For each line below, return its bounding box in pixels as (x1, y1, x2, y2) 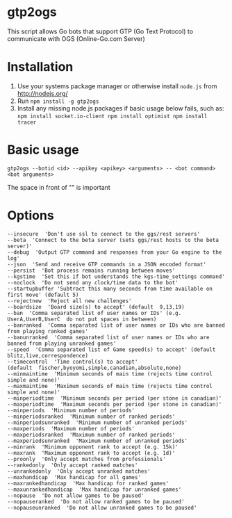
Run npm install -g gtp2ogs (17, 97, 99, 105)
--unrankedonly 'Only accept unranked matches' (7, 467, 151, 475)
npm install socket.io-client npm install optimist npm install (17, 113, 208, 120)
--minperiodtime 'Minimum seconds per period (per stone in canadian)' (7, 394, 222, 402)
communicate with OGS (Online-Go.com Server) (7, 34, 146, 42)
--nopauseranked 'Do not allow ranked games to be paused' (7, 498, 185, 505)
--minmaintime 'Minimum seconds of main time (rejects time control (7, 370, 213, 378)
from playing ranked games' (7, 327, 89, 334)
